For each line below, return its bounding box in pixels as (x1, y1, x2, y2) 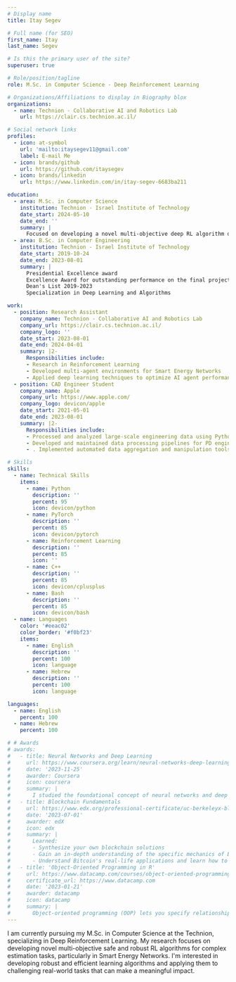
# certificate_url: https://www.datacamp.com (7, 877, 156, 884)
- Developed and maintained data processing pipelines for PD (25, 439, 212, 447)
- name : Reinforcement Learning (25, 537, 121, 544)
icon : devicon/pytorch (32, 531, 99, 538)
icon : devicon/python (32, 505, 96, 512)
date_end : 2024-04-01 (20, 341, 83, 348)
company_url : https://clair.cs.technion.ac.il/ (20, 322, 162, 329)
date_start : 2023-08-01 (20, 335, 90, 342)
